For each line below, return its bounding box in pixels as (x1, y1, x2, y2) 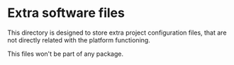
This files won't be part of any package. (7, 49, 124, 58)
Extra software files (7, 5, 126, 21)
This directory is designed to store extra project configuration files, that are (7, 28, 227, 37)
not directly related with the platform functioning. (7, 35, 150, 44)
